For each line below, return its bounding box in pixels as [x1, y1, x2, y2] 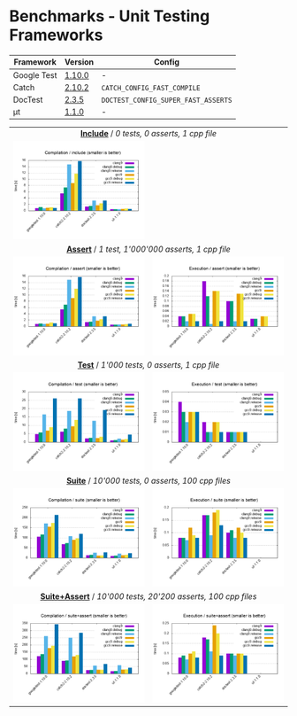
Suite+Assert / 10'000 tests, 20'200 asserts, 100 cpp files [40, 591, 257, 602]
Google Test [12, 69, 57, 81]
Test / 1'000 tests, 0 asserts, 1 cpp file [77, 359, 220, 370]
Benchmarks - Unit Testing [9, 6, 210, 27]
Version [65, 57, 95, 67]
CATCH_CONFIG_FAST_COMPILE [101, 83, 201, 92]
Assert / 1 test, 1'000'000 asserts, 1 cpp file [65, 244, 232, 254]
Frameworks [9, 25, 103, 45]
